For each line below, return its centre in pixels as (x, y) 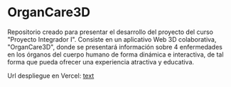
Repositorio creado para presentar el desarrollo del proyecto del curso (110, 32)
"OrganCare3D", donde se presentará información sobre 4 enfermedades (115, 47)
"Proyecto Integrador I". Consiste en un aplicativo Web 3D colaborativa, (112, 39)
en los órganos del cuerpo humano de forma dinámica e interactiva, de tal (116, 54)
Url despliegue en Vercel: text (51, 76)
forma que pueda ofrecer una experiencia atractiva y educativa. (101, 62)
